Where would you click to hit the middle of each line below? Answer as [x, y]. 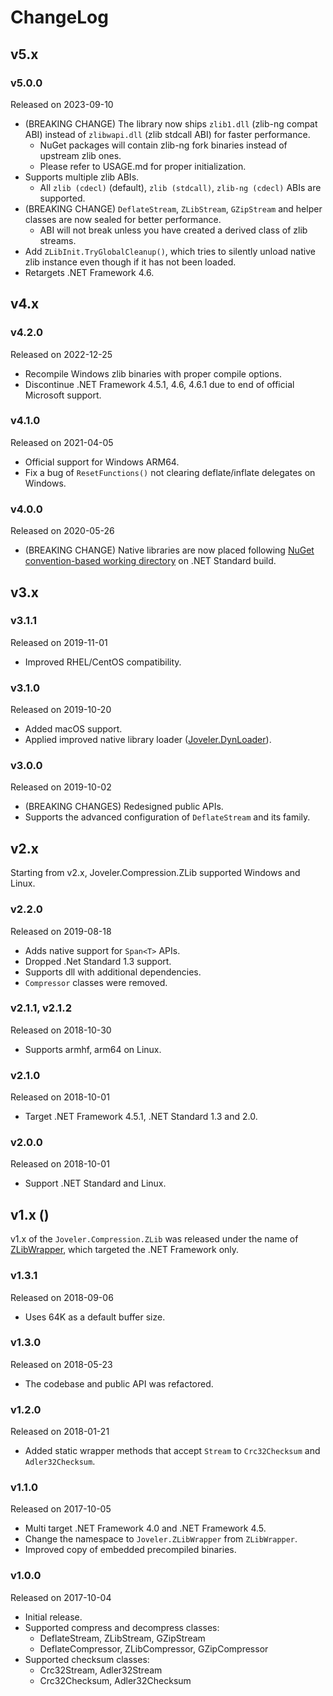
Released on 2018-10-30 [61, 1030]
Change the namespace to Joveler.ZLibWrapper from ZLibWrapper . [161, 1539]
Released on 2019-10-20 [61, 710]
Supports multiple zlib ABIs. [82, 177]
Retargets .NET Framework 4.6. [89, 272]
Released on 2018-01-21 [60, 1432]
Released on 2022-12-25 [61, 354]
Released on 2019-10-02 [61, 787]
